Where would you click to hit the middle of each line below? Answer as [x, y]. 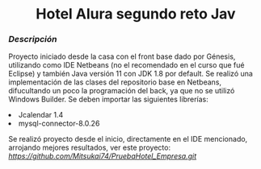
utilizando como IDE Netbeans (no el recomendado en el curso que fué [126, 65]
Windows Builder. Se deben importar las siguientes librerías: [108, 99]
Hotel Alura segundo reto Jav [136, 14]
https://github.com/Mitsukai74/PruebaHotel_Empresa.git [103, 156]
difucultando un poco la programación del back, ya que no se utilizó [122, 91]
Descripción [33, 39]
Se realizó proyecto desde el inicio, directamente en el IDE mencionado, [128, 139]
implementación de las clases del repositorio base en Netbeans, [115, 82]
